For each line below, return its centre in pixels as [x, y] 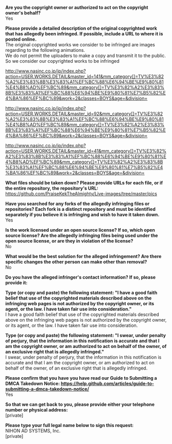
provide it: [16, 283]
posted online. [21, 39]
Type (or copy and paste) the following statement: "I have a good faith [81, 293]
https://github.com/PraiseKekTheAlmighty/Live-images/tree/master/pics [81, 194]
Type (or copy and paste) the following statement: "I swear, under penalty [86, 335]
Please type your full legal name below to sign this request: [70, 425]
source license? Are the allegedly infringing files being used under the [82, 235]
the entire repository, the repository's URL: [52, 188]
